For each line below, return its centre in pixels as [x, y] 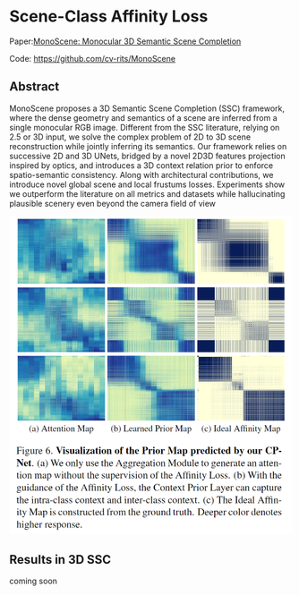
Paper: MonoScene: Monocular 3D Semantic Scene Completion [125, 41]
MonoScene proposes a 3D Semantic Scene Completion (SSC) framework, [147, 108]
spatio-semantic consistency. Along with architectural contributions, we [141, 174]
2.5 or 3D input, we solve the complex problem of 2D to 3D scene [130, 137]
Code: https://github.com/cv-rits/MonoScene [93, 58]
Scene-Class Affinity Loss [109, 17]
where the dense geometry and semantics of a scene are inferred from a [143, 117]
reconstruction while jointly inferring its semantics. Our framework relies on [148, 146]
